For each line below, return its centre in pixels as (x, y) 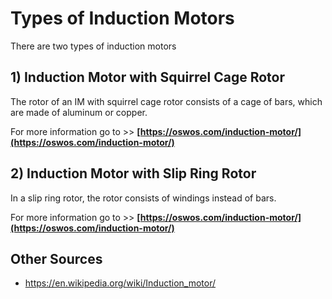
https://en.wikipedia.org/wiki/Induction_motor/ (120, 283)
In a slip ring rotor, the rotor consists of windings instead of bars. (143, 198)
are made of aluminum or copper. (79, 112)
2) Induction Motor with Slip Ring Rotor (133, 173)
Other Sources (56, 258)
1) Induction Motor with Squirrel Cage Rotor (148, 77)
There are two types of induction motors (93, 46)
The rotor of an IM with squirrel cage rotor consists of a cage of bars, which (166, 101)
